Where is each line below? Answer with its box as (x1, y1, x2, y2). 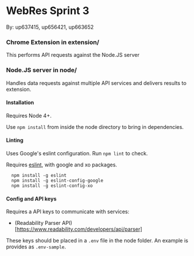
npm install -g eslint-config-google (11, 178, 104, 183)
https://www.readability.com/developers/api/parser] (16, 226, 142, 233)
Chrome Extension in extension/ (6, 38, 100, 46)
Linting (6, 136, 23, 144)
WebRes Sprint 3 (6, 4, 90, 18)
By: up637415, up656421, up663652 (6, 23, 94, 30)
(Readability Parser (14, 220, 61, 227)
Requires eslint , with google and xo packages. (6, 161, 117, 168)
